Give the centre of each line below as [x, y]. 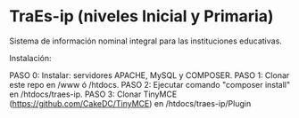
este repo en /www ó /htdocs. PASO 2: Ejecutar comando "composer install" [150, 84]
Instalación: [30, 58]
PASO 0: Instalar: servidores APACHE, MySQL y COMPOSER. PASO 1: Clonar [149, 75]
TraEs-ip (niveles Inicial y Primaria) [141, 16]
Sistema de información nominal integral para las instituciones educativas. [146, 41]
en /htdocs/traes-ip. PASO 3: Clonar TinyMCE [93, 94]
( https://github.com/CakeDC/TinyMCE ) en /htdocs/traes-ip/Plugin [130, 103]
